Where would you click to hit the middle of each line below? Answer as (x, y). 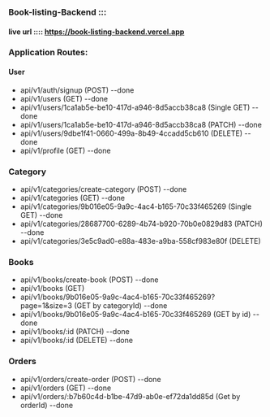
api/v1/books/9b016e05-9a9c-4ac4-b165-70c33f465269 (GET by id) (135, 315)
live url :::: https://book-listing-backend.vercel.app (96, 32)
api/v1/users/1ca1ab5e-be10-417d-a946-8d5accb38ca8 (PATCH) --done (141, 124)
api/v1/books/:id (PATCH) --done (75, 332)
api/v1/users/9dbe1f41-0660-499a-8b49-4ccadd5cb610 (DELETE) (131, 133)
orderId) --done (47, 405)
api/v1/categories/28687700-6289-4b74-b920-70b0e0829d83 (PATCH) (141, 224)
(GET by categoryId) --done (121, 306)
